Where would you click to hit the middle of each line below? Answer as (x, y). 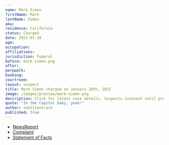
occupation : (18, 47)
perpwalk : (16, 71)
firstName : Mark (22, 15)
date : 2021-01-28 (23, 38)
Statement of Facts (32, 137)
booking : (14, 75)
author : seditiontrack (29, 108)
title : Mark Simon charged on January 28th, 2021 (58, 89)
